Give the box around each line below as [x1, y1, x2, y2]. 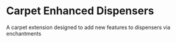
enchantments [6, 30, 42, 37]
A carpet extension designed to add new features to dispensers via [6, 24, 171, 31]
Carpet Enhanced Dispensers [6, 4, 155, 18]
